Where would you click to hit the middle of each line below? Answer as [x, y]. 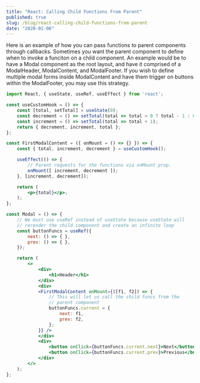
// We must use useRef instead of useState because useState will [101, 220]
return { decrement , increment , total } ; [69, 127]
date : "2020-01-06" [30, 28]
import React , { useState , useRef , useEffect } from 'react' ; [85, 94]
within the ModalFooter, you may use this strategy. [68, 83]
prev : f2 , [71, 319]
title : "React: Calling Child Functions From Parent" [74, 12]
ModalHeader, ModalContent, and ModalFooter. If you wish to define [90, 71]
